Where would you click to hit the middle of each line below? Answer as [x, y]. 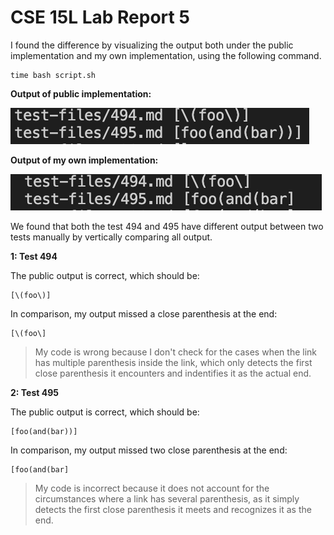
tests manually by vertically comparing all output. [111, 237]
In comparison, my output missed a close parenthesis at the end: [144, 313]
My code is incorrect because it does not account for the [152, 488]
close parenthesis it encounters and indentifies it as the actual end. [173, 373]
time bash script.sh [53, 75]
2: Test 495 [34, 392]
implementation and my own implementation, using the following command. [166, 55]
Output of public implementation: [81, 93]
